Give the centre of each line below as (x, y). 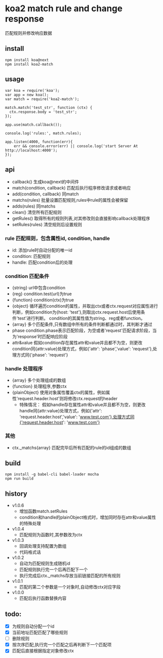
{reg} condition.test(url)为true (42, 294)
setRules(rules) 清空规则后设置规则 (47, 225)
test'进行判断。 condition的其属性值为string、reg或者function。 (81, 318)
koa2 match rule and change (64, 9)
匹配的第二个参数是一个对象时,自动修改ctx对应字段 (70, 587)
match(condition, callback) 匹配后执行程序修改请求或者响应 (71, 188)
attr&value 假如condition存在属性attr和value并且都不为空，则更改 (77, 342)
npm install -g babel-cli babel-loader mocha (52, 474)
